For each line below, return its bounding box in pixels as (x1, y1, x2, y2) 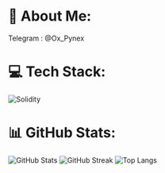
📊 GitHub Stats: (8, 124, 117, 142)
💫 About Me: (8, 7, 92, 25)
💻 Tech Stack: (8, 63, 106, 81)
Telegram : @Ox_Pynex (8, 33, 85, 43)
